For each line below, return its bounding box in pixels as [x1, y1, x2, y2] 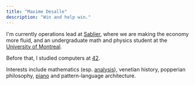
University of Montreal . [6, 42, 62, 50]
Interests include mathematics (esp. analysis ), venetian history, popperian [6, 66, 186, 73]
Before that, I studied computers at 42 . [6, 54, 100, 61]
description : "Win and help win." [6, 14, 92, 20]
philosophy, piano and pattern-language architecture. [6, 72, 136, 79]
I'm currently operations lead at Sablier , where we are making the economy [6, 30, 189, 37]
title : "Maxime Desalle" [6, 8, 67, 15]
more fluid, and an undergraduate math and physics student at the [6, 37, 167, 44]
